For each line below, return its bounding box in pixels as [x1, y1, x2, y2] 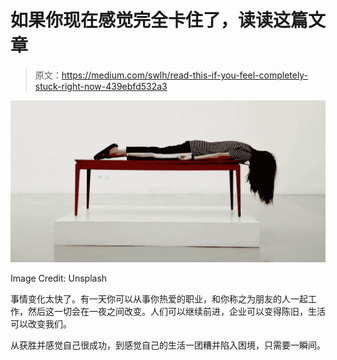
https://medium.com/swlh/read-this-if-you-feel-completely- [61, 69, 309, 81]
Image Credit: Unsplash [10, 272, 108, 284]
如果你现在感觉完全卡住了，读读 [10, 9, 274, 32]
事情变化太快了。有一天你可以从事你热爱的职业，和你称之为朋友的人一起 [10, 292, 308, 305]
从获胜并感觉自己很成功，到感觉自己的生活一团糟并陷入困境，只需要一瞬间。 [10, 339, 326, 351]
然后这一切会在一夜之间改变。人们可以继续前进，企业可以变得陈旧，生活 [27, 305, 326, 317]
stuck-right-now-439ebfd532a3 [34, 80, 168, 92]
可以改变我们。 [10, 317, 72, 330]
